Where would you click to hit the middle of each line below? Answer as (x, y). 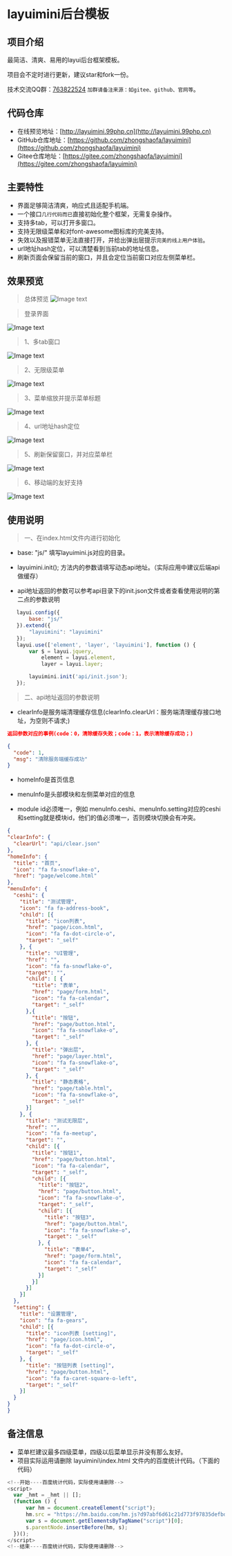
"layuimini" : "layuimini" (66, 632)
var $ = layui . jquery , (61, 651)
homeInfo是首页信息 (46, 779)
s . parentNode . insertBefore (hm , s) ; (77, 1527)
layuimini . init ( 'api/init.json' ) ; (78, 677)
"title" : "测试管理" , (49, 901)
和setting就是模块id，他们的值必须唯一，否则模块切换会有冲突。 (108, 817)
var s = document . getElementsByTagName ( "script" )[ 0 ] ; (105, 1521)
